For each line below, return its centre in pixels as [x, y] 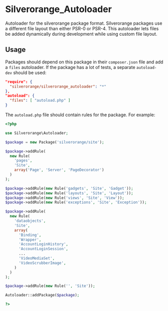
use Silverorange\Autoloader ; [37, 133]
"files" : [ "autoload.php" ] [40, 101]
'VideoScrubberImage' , [42, 263]
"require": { [19, 82]
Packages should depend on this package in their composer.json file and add [84, 62]
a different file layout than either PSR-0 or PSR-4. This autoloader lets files [82, 28]
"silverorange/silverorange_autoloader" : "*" [58, 87]
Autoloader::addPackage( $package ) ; [42, 295]
